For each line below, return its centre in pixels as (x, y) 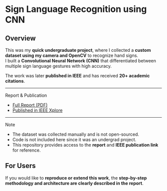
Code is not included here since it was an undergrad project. (74, 140)
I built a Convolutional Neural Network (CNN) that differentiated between (81, 61)
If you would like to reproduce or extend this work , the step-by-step (76, 178)
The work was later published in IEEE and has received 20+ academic (78, 76)
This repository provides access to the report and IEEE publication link (85, 145)
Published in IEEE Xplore (38, 110)
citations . (15, 81)
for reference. (26, 150)
